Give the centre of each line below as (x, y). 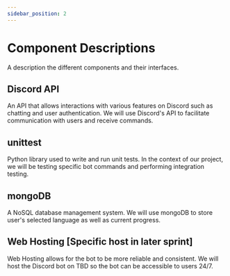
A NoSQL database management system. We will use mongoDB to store (110, 212)
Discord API (33, 89)
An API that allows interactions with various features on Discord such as (110, 106)
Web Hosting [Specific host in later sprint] (100, 242)
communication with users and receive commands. (80, 121)
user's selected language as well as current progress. (84, 220)
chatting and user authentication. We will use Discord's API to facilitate (108, 113)
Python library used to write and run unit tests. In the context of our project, (115, 159)
